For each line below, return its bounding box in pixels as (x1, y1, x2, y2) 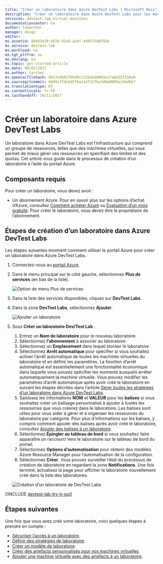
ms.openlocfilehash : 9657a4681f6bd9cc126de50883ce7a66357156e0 (5, 75, 136, 80)
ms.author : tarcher (5, 70, 45, 75)
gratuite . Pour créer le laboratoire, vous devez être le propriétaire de (12, 207, 148, 213)
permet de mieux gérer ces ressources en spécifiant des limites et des (5, 151, 146, 156)
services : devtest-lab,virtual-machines (5, 16, 88, 21)
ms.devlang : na (5, 57, 36, 62)
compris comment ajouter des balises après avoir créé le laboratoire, (19, 421, 157, 427)
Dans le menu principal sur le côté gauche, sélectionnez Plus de (12, 271, 141, 277)
